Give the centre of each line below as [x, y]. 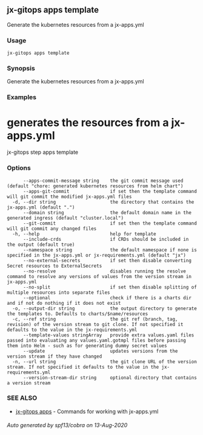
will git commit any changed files [52, 228]
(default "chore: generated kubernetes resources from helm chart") [95, 186]
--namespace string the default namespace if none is [110, 250]
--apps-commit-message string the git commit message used [103, 181]
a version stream [29, 383]
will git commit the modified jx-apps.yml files [69, 197]
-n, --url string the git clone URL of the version [105, 361]
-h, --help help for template [84, 234]
